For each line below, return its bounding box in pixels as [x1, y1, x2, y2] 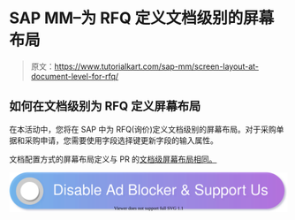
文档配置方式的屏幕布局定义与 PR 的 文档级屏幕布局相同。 [9, 154, 217, 164]
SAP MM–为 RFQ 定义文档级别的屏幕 [9, 8, 275, 28]
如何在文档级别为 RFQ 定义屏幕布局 [9, 99, 201, 114]
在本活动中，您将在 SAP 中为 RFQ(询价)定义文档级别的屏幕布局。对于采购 [9, 124, 276, 134]
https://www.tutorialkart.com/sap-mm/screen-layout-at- [54, 61, 259, 72]
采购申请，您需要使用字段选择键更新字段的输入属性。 [24, 134, 218, 146]
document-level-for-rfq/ [30, 71, 119, 81]
